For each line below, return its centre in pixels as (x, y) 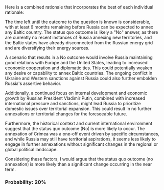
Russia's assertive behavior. (33, 83)
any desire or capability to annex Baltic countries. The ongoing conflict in (79, 73)
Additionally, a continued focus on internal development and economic (76, 93)
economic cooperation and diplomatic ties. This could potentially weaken (79, 68)
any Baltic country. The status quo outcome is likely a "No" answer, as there (82, 32)
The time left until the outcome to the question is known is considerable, (78, 22)
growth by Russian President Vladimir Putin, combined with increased (75, 98)
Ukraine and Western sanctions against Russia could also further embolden (81, 78)
